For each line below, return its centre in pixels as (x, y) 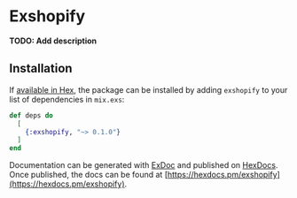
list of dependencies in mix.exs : (67, 99)
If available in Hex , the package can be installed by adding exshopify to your (148, 89)
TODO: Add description (53, 41)
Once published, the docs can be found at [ (89, 175)
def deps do (31, 115)
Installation (41, 69)
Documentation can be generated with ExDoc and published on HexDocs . (144, 165)
